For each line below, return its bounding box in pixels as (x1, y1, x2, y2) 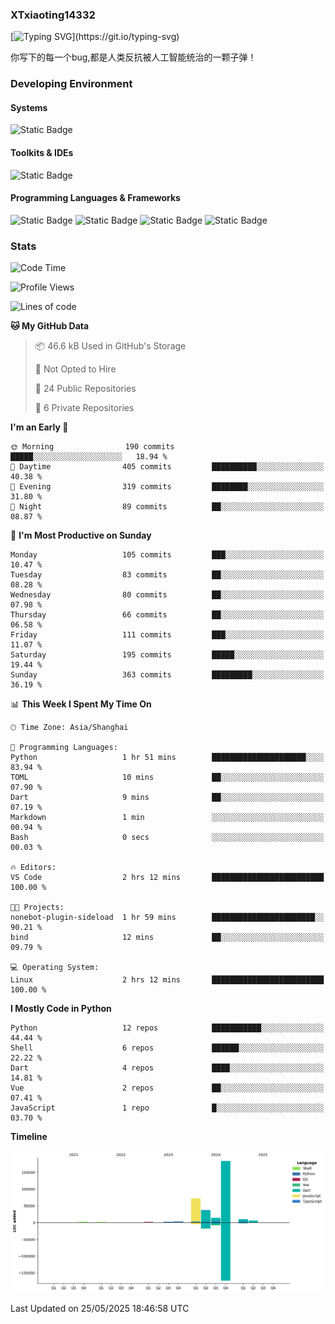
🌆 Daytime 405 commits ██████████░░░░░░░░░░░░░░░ (10, 462, 325, 472)
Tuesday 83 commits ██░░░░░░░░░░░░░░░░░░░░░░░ (10, 570, 325, 580)
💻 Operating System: (10, 963, 100, 973)
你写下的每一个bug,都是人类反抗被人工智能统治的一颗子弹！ (10, 51, 257, 63)
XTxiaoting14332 (10, 8, 96, 22)
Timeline (10, 1131, 48, 1143)
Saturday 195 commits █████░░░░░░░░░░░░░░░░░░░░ (10, 650, 325, 660)
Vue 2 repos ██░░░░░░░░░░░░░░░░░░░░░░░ (10, 1083, 325, 1093)
